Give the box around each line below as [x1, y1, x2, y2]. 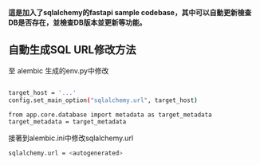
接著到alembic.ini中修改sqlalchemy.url [8, 133, 134, 143]
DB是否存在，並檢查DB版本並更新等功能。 [8, 18, 147, 27]
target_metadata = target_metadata [8, 118, 127, 126]
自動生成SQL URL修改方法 [8, 43, 136, 57]
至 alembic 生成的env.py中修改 [8, 65, 109, 75]
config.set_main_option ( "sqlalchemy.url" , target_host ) [8, 96, 198, 104]
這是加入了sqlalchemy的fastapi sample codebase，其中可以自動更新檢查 [8, 8, 252, 17]
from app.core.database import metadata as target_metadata [8, 111, 213, 119]
